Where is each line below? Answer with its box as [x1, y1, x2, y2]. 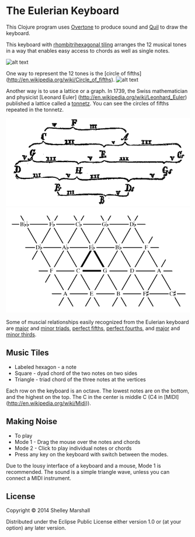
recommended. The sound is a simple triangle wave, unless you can [6, 468, 170, 475]
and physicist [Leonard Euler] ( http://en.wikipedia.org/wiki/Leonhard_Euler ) [6, 94, 187, 101]
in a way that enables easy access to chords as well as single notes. [6, 47, 170, 54]
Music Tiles [6, 348, 50, 358]
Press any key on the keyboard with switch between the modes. [14, 450, 169, 457]
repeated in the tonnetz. [6, 106, 64, 113]
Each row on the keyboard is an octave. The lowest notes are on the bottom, [6, 387, 190, 394]
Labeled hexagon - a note [14, 363, 77, 370]
